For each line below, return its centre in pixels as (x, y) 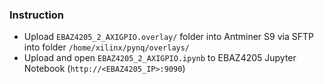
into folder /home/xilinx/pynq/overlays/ (107, 47)
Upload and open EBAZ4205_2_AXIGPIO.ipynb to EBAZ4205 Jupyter (160, 58)
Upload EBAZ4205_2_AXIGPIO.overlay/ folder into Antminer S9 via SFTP (168, 37)
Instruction (37, 15)
